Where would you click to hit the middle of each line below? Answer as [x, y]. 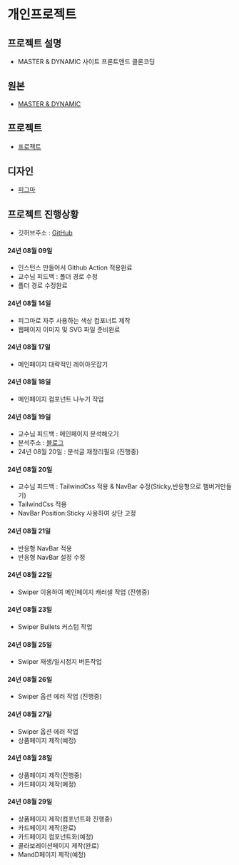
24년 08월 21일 [29, 531]
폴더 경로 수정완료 [42, 285]
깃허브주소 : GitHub [45, 233]
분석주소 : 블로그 [41, 443]
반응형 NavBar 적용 [45, 548]
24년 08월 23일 [30, 610]
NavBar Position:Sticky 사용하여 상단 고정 [77, 513]
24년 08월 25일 [30, 644]
